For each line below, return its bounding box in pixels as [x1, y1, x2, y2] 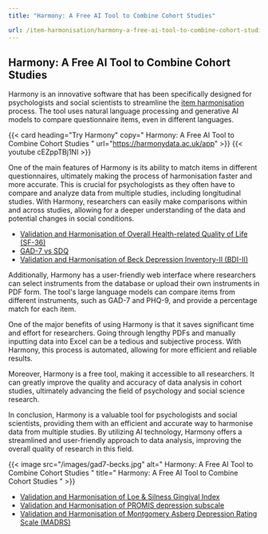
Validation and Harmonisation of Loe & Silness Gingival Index [19, 492, 220, 502]
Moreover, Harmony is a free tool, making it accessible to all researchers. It [8, 369, 255, 379]
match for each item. [8, 305, 77, 314]
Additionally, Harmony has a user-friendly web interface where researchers [8, 270, 257, 280]
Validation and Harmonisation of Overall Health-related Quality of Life [19, 229, 248, 239]
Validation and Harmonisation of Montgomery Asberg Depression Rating [19, 509, 258, 519]
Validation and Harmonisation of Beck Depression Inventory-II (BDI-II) [19, 255, 249, 265]
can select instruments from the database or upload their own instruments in [8, 279, 260, 289]
